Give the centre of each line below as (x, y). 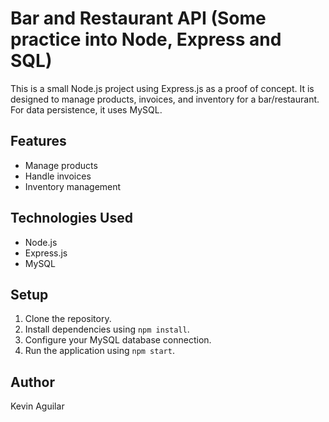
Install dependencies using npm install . (107, 329)
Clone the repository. (68, 319)
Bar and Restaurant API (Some (138, 18)
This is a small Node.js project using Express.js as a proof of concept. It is (162, 88)
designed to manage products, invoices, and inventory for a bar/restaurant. (165, 99)
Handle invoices (58, 176)
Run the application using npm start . (99, 351)
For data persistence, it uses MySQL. (86, 109)
